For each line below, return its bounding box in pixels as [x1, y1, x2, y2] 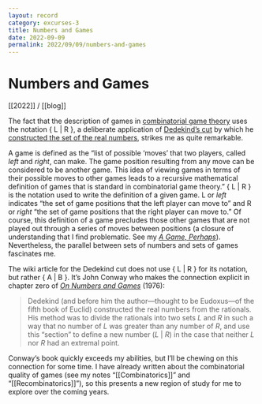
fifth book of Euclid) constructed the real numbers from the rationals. [27, 305, 252, 314]
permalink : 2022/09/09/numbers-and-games [8, 41, 147, 49]
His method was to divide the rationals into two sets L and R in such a [27, 313, 254, 323]
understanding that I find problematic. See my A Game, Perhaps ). [8, 232, 221, 241]
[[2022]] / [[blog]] [8, 101, 67, 110]
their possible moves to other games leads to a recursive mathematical [8, 174, 238, 183]
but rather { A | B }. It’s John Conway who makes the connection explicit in [8, 273, 250, 282]
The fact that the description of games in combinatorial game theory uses [8, 116, 248, 126]
